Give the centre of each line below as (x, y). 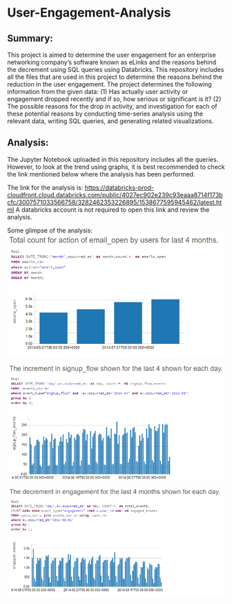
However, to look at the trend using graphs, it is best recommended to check (116, 167)
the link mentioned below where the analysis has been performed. (101, 174)
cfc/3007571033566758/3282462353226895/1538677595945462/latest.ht (115, 202)
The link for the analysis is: (45, 187)
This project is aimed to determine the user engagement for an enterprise (112, 55)
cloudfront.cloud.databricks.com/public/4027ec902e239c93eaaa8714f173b (115, 194)
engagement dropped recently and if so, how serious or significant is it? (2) (114, 99)
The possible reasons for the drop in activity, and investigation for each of (112, 106)
